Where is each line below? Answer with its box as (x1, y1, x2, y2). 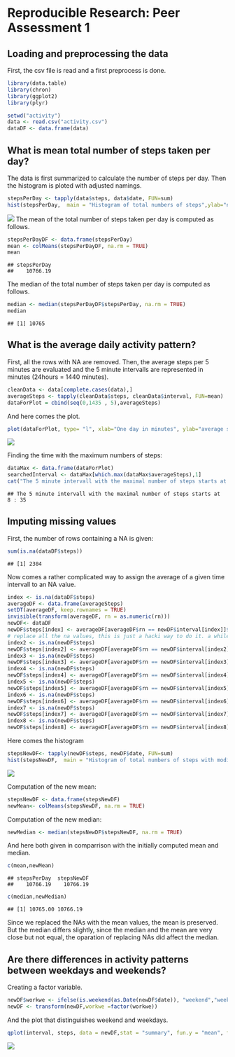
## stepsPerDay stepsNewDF (7, 875, 90, 882)
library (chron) (7, 86, 52, 93)
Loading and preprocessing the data (7, 48, 169, 60)
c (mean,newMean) (7, 862, 55, 869)
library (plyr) (7, 99, 49, 106)
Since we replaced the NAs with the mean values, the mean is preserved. (7, 918, 218, 927)
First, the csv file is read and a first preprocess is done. (7, 67, 166, 74)
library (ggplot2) (7, 92, 58, 99)
